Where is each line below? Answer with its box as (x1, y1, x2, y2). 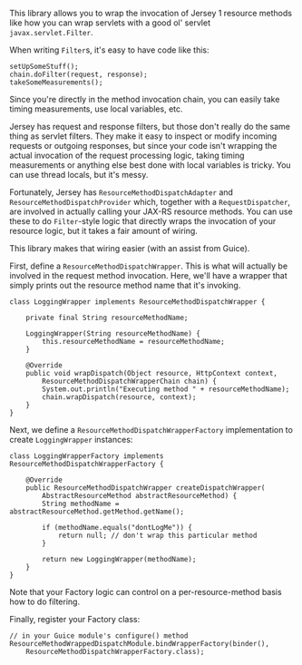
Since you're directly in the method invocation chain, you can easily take (9, 94, 280, 104)
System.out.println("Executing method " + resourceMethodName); (42, 385, 290, 394)
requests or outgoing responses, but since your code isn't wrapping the (9, 141, 278, 151)
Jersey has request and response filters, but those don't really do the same (9, 122, 290, 132)
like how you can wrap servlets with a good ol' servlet (9, 17, 211, 28)
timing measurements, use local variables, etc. (9, 103, 183, 114)
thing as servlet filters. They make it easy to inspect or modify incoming (9, 131, 278, 142)
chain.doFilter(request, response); (9, 70, 148, 79)
